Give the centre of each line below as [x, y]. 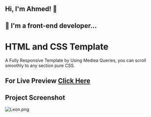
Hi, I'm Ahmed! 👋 [31, 9]
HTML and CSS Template [57, 47]
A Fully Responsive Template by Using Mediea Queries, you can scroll [75, 60]
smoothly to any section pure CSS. [40, 65]
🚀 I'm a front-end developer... [51, 26]
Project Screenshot [35, 98]
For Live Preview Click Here [48, 81]
